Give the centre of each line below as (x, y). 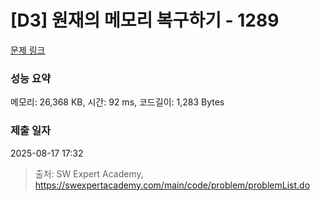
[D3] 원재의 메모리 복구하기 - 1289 (145, 20)
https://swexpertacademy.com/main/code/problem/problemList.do (172, 185)
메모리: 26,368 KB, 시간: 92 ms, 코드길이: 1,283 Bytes (117, 102)
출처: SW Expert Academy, (89, 173)
